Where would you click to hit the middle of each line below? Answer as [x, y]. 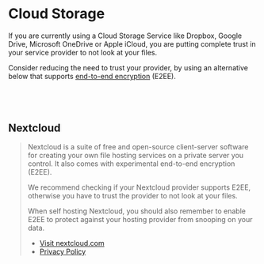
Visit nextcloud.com [72, 243]
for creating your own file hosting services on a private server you [136, 156]
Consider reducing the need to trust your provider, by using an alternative [128, 67]
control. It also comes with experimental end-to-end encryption [131, 164]
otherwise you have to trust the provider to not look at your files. [132, 196]
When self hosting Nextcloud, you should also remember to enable [136, 211]
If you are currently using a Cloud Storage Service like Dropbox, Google [125, 36]
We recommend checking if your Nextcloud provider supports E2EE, [139, 187]
